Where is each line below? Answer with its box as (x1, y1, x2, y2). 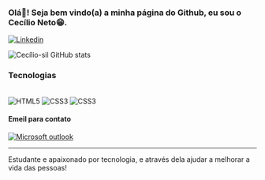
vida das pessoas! (8, 163, 67, 172)
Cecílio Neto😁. (8, 17, 68, 28)
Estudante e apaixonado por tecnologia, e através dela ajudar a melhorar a (8, 154, 250, 164)
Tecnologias (8, 70, 57, 81)
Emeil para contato (8, 114, 72, 124)
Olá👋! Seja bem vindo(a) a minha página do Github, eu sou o (8, 7, 242, 18)
